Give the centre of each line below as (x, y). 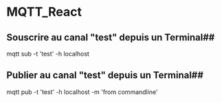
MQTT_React (44, 12)
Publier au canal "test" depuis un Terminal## (105, 75)
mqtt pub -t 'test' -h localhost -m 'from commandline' (82, 92)
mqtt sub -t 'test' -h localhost (48, 54)
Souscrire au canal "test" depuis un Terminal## (111, 37)
